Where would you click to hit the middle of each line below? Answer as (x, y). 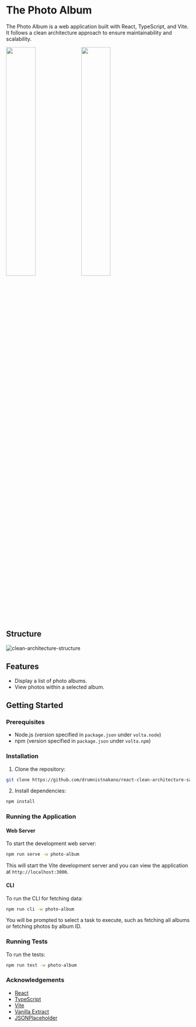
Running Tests (27, 941)
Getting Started (35, 705)
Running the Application (41, 817)
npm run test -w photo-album (41, 965)
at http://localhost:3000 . (37, 872)
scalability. (19, 39)
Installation (22, 756)
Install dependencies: (40, 791)
